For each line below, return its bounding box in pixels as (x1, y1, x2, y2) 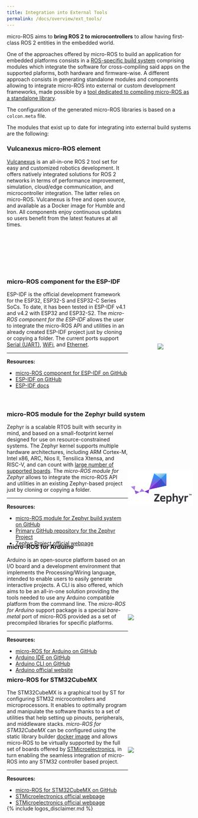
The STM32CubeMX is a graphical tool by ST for (7, 689, 125, 696)
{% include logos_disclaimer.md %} (7, 804, 93, 812)
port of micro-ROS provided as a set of (21, 612, 117, 620)
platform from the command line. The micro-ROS (7, 600, 126, 607)
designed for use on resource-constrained (7, 436, 110, 443)
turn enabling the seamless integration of (7, 751, 107, 759)
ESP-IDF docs (15, 382, 50, 389)
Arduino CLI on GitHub (15, 660, 70, 667)
